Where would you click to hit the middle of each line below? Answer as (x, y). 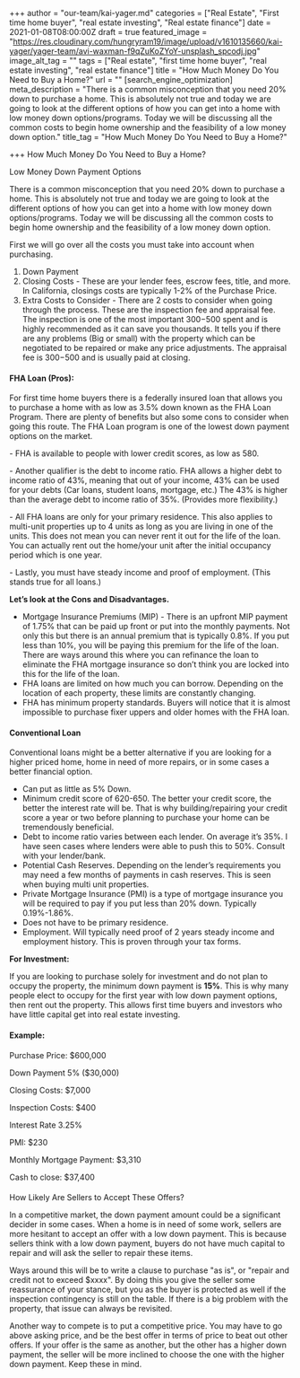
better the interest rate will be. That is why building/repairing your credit (155, 808)
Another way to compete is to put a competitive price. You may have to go (146, 1326)
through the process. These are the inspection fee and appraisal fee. (149, 310)
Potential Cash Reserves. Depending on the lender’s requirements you (151, 865)
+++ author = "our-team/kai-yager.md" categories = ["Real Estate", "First (144, 13)
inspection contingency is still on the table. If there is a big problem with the (149, 1299)
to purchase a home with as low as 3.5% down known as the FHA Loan (140, 408)
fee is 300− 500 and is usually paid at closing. (106, 357)
